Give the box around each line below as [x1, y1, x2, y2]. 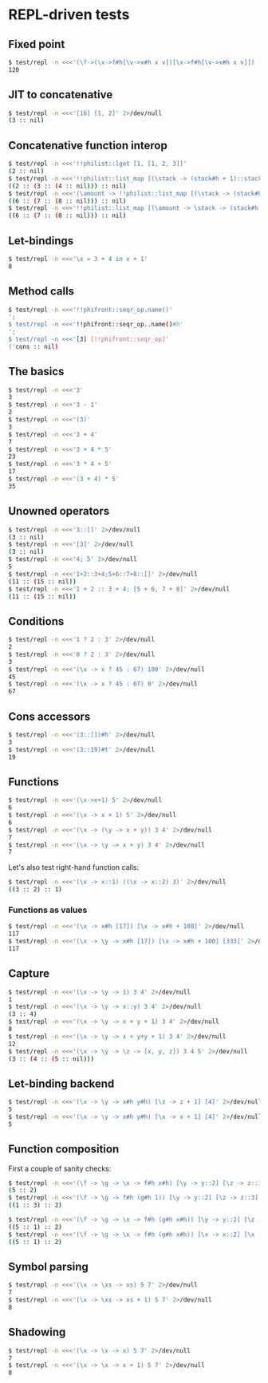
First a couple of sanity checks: [8, 1164, 112, 1173]
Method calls [8, 285, 74, 298]
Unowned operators [8, 504, 110, 518]
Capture [8, 967, 50, 981]
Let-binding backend [8, 1077, 115, 1090]
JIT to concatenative [8, 88, 113, 101]
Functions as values [8, 904, 88, 915]
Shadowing [8, 1326, 66, 1339]
